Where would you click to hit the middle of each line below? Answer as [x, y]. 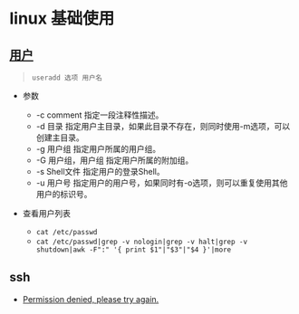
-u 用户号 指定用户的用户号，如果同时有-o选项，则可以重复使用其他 [162, 183]
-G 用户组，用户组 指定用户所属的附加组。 [115, 160]
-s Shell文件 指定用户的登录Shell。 [100, 171]
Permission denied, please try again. [91, 299]
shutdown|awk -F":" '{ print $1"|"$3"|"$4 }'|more [134, 250]
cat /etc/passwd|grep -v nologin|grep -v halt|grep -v [141, 242]
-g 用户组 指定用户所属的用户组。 [98, 149]
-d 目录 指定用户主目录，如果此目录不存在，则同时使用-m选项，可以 [163, 126]
